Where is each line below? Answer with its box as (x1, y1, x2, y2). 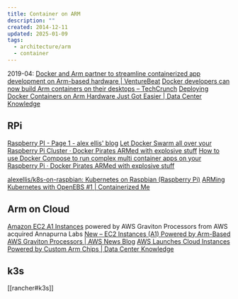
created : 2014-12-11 (7, 23, 69, 30)
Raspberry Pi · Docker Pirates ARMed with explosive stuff (7, 161, 175, 170)
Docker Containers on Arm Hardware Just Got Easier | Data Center (7, 91, 202, 100)
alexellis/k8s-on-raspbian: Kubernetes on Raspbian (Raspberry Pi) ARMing (7, 175, 225, 184)
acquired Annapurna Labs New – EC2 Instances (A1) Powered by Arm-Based (7, 230, 231, 238)
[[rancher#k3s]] (7, 284, 55, 293)
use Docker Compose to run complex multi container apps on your (7, 154, 202, 162)
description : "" (7, 17, 55, 24)
